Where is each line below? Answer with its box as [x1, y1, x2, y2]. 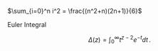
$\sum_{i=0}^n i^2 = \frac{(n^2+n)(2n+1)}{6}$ [7, 7, 142, 15]
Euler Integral [7, 21, 47, 28]
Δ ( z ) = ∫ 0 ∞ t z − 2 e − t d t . [88, 34, 152, 45]
